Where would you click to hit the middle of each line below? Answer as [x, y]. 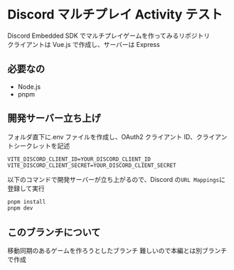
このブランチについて [54, 232]
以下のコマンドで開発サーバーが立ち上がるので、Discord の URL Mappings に [117, 179]
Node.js [29, 87]
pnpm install [27, 202]
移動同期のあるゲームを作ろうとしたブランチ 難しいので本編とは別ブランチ [117, 251]
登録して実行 [26, 188]
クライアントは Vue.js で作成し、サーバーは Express [84, 44]
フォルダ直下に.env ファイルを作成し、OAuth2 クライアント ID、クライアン [117, 136]
